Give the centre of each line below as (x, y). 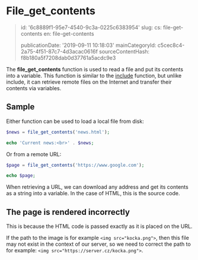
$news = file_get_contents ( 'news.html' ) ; (58, 132)
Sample (20, 107)
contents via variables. (34, 88)
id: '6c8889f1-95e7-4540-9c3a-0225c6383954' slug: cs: (91, 27)
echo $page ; (21, 176)
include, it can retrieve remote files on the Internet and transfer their (89, 82)
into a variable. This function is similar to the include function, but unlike (94, 75)
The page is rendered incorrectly (68, 212)
